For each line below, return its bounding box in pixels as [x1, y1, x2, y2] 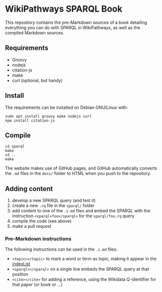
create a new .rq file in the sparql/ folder [12, 203, 95, 208]
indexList [12, 261, 30, 267]
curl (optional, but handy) [12, 77, 63, 83]
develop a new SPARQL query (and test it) [12, 198, 96, 204]
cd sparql [5, 144, 25, 149]
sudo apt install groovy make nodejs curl [5, 114, 92, 119]
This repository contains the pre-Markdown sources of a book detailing [5, 19, 147, 25]
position [12, 271, 29, 277]
